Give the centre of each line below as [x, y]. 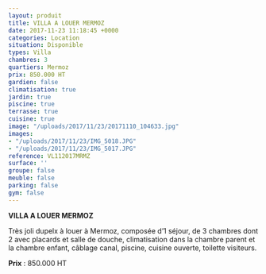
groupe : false [32, 171]
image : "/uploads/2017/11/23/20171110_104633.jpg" [94, 126]
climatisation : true [42, 89]
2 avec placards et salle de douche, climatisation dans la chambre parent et [132, 239]
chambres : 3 [28, 60]
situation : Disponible [46, 45]
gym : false [26, 193]
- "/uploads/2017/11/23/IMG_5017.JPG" [72, 149]
